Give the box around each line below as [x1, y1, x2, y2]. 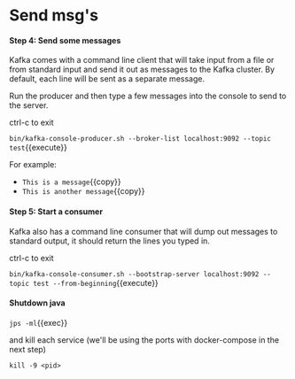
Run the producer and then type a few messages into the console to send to [9, 90, 287, 102]
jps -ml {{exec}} [9, 317, 68, 328]
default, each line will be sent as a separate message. [9, 73, 206, 84]
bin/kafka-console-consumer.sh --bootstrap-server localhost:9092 [9, 269, 260, 279]
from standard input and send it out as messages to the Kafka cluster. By [9, 64, 276, 75]
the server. [9, 100, 49, 111]
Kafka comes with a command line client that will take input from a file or [9, 55, 275, 66]
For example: [9, 159, 58, 170]
